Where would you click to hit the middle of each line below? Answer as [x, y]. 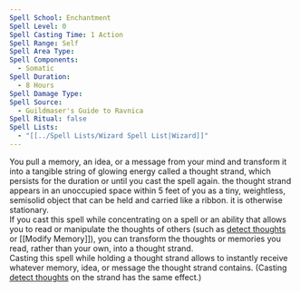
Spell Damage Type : [46, 93]
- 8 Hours [36, 85]
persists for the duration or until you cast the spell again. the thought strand [150, 180]
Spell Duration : [40, 77]
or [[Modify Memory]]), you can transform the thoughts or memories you [145, 238]
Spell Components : [44, 60]
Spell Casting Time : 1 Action [67, 34]
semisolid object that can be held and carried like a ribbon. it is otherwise [146, 200]
